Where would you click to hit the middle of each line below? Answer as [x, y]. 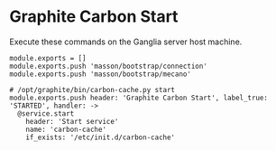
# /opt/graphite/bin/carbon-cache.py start [92, 90]
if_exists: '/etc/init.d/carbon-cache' [101, 137]
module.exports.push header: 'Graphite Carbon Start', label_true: [139, 98]
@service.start [46, 113]
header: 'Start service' [72, 121]
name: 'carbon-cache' [66, 129]
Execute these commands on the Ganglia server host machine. [126, 42]
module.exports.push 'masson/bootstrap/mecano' [101, 74]
